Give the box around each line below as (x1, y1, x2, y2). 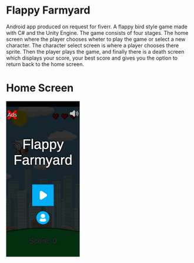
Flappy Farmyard (6, 4, 91, 17)
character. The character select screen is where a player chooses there (6, 42, 179, 49)
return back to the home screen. (6, 60, 84, 68)
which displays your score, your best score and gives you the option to (6, 54, 178, 61)
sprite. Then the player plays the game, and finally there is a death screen (6, 48, 185, 55)
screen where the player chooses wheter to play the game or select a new (6, 35, 186, 42)
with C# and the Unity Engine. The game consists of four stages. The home (6, 29, 189, 36)
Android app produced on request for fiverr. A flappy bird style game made (6, 23, 188, 30)
